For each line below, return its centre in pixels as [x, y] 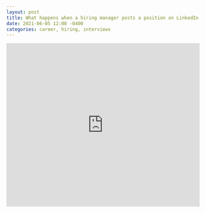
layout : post [23, 12]
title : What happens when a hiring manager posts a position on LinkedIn [103, 18]
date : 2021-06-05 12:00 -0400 [45, 23]
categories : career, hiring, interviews [59, 29]
